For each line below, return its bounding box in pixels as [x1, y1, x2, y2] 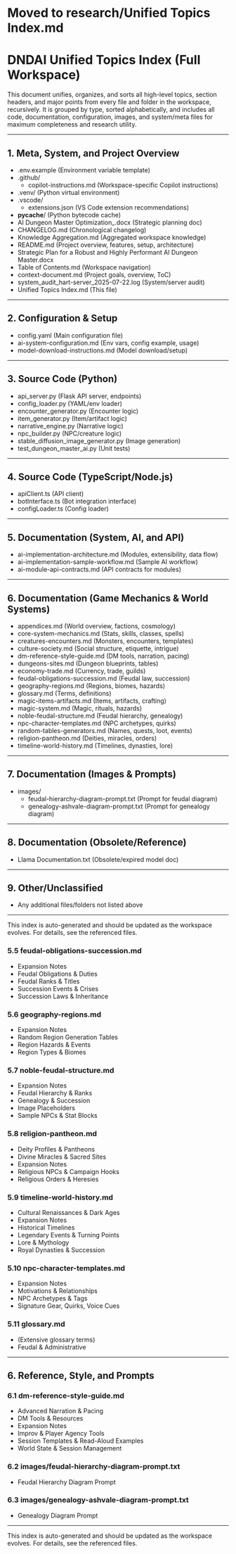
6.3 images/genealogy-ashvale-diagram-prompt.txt [7, 1495, 190, 1505]
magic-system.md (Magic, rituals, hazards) [17, 704, 143, 712]
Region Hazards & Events [17, 1040, 91, 1049]
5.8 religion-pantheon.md [7, 1129, 97, 1139]
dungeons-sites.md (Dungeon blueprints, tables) [17, 659, 159, 668]
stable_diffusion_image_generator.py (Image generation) [17, 436, 181, 445]
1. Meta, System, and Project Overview [7, 147, 180, 159]
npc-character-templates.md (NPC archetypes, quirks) [17, 719, 177, 727]
